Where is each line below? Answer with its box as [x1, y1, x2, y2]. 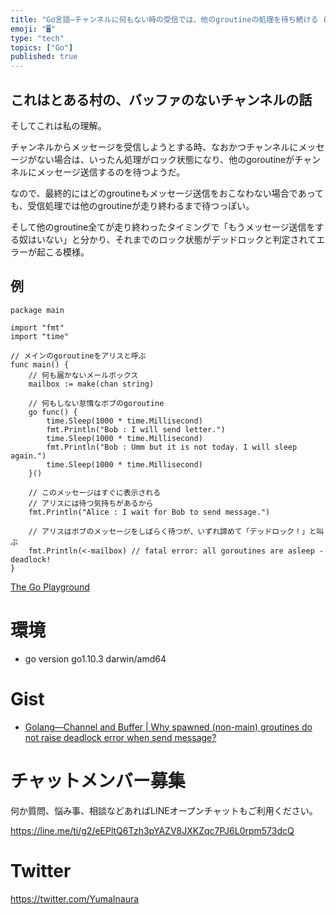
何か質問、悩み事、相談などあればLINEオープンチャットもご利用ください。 [10, 804, 318, 816]
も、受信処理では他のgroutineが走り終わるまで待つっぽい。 [10, 199, 255, 211]
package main [10, 305, 65, 315]
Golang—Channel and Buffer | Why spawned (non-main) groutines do [24, 721, 313, 733]
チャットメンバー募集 [10, 769, 186, 792]
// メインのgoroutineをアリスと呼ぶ [10, 351, 147, 361]
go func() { [28, 407, 78, 417]
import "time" [10, 331, 70, 341]
